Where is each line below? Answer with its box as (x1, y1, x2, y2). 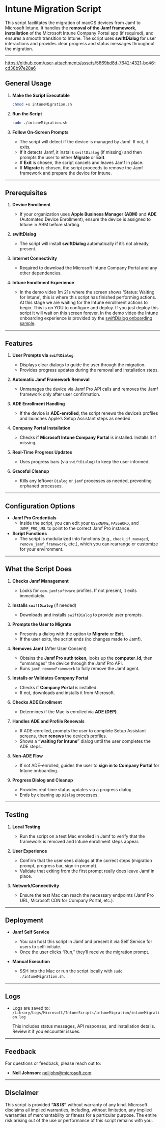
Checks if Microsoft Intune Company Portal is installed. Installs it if (19, 434, 156, 440)
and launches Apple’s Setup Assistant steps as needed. (19, 416, 132, 422)
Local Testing (12, 824, 41, 830)
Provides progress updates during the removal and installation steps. (19, 367, 159, 373)
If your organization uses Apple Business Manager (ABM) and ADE (19, 211, 157, 217)
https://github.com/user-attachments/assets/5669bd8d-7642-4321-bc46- (5, 60, 156, 66)
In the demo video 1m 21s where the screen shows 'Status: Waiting (19, 289, 155, 295)
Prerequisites (5, 188, 47, 197)
